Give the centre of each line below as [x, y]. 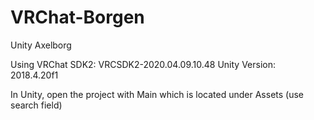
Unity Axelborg [41, 45]
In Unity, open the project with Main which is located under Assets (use [157, 94]
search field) [36, 105]
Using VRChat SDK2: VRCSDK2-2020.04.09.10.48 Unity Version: [143, 64]
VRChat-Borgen [77, 17]
